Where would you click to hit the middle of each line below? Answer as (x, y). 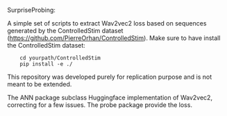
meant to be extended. (40, 84)
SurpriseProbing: (31, 10)
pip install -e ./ (46, 64)
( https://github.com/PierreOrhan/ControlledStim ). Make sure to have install (114, 38)
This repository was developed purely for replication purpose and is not (110, 77)
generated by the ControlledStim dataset (65, 31)
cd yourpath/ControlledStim (60, 58)
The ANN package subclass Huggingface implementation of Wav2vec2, (110, 97)
